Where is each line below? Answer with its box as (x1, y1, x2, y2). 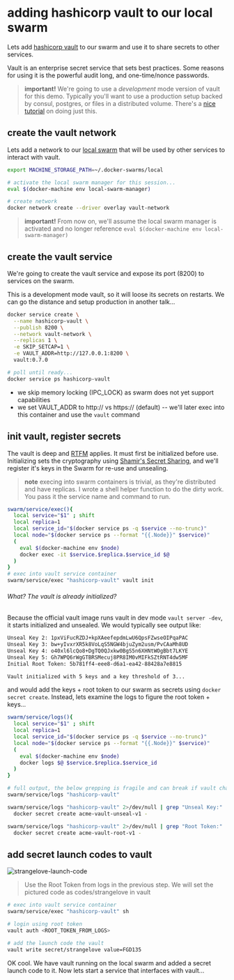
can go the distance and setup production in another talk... (7, 298, 175, 306)
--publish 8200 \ (13, 324, 64, 331)
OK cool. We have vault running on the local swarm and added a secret (7, 958, 211, 967)
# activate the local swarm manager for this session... (7, 179, 176, 186)
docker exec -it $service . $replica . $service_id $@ (19, 551, 170, 558)
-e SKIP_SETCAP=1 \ (13, 344, 70, 351)
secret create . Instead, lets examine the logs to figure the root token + (7, 693, 210, 701)
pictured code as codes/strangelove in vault (24, 888, 151, 896)
